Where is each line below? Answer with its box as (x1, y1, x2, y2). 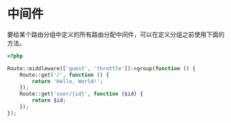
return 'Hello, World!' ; (32, 78, 103, 85)
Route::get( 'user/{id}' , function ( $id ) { (19, 91, 143, 98)
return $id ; (32, 97, 67, 104)
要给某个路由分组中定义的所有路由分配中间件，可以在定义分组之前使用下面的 (7, 30, 225, 38)
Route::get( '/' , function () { (19, 71, 110, 78)
